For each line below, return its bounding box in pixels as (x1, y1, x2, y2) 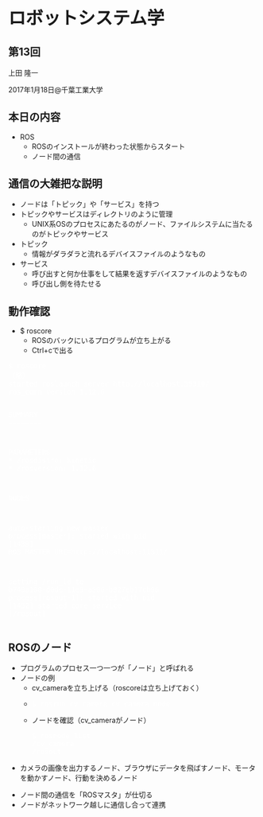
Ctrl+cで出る (31, 345, 74, 356)
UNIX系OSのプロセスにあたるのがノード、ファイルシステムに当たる (31, 220, 253, 229)
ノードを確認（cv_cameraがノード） (31, 715, 151, 726)
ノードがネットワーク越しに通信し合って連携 (19, 800, 167, 810)
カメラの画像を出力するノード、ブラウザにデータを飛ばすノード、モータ (19, 763, 256, 773)
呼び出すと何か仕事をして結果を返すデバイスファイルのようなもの (31, 269, 248, 278)
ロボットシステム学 (8, 7, 164, 29)
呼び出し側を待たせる (31, 279, 102, 289)
